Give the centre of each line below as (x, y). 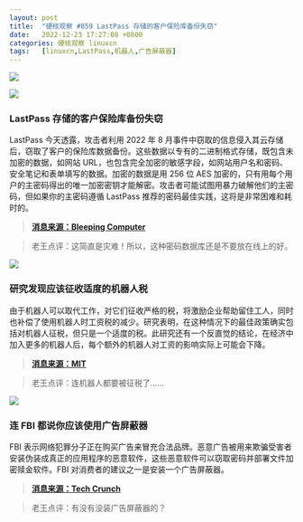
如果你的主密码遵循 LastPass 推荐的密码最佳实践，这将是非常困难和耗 (163, 196)
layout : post (34, 18)
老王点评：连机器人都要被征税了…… (97, 383)
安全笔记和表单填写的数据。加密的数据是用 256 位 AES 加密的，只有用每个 (147, 174)
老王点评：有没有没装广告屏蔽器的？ (99, 508)
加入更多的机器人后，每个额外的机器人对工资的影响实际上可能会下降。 (140, 344)
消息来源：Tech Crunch (76, 489)
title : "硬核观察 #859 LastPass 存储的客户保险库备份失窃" (114, 26)
